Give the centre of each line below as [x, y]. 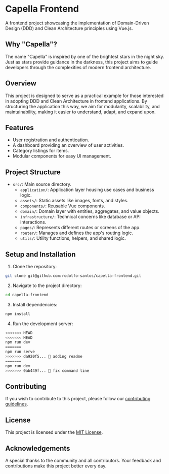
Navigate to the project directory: [47, 286]
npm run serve [20, 352]
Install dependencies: [35, 304]
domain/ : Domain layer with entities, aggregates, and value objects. [90, 211]
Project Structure [33, 172]
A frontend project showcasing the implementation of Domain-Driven [77, 23]
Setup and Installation [40, 254]
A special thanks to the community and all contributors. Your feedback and [83, 460]
